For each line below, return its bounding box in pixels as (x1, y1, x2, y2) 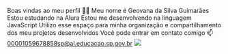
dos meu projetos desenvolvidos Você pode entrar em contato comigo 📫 (7, 29, 214, 37)
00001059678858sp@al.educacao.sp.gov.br (7, 40, 133, 47)
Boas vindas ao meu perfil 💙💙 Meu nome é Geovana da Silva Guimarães (7, 7, 210, 14)
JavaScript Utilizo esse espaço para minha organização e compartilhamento (7, 21, 222, 29)
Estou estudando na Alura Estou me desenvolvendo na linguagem (7, 14, 193, 22)
